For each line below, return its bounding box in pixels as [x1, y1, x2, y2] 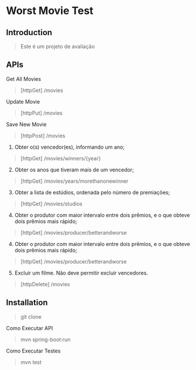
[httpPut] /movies [20, 109, 63, 117]
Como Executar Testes [6, 347, 61, 354]
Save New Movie [6, 121, 47, 128]
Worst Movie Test [6, 4, 94, 18]
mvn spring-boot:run [20, 335, 71, 343]
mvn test [20, 358, 42, 365]
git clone [20, 313, 42, 320]
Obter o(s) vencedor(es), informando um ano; [14, 143, 125, 150]
